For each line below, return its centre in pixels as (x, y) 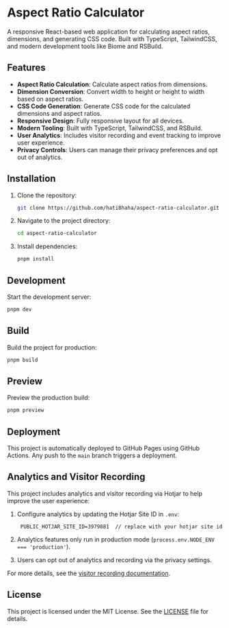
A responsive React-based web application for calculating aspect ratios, (108, 32)
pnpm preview (26, 410)
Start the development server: (49, 297)
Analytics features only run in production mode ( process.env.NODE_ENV (116, 539)
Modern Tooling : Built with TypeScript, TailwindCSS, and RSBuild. (110, 128)
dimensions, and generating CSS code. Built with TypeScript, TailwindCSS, (112, 38)
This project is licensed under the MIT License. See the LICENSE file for (108, 611)
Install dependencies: (47, 246)
